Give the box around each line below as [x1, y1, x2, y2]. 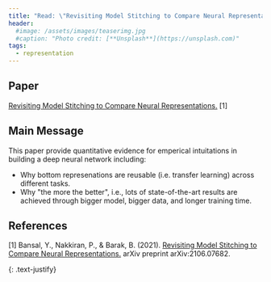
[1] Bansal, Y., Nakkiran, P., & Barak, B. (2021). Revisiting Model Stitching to [8, 240, 257, 250]
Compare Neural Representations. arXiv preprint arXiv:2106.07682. [8, 249, 231, 259]
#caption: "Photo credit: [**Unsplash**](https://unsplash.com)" [15, 34, 240, 43]
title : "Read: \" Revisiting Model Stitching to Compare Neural [8, 11, 226, 20]
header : [8, 19, 35, 27]
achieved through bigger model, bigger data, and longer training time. [19, 196, 252, 205]
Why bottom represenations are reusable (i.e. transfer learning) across [19, 170, 255, 179]
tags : [8, 42, 27, 50]
